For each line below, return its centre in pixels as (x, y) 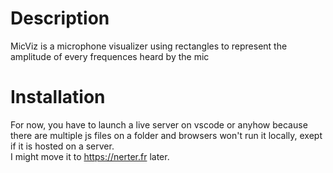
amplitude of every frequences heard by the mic (110, 56)
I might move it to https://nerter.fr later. (90, 156)
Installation (58, 97)
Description (60, 18)
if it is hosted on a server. (62, 146)
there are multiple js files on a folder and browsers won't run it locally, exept (166, 135)
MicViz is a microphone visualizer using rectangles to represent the (149, 46)
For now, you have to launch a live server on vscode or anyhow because (159, 124)
